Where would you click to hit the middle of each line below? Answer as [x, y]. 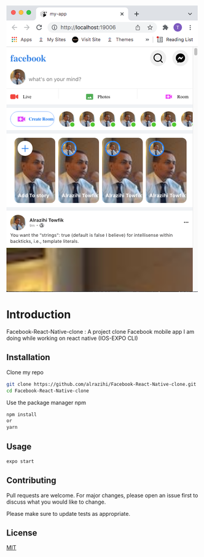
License [22, 533]
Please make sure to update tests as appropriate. [69, 513]
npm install [22, 414]
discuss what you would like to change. [56, 502]
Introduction [39, 315]
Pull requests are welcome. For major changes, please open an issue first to [102, 495]
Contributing [31, 481]
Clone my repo [25, 372]
